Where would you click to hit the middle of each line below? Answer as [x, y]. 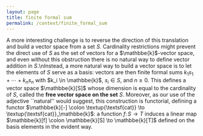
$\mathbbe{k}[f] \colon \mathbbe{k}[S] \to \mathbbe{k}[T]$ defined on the [101, 120]
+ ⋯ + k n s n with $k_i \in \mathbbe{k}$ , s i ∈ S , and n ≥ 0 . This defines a [96, 81]
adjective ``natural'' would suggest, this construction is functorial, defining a [101, 101]
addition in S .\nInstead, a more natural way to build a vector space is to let [99, 66]
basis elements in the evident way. [50, 126]
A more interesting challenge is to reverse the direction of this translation [98, 40]
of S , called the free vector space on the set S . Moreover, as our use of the [101, 94]
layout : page [23, 12]
